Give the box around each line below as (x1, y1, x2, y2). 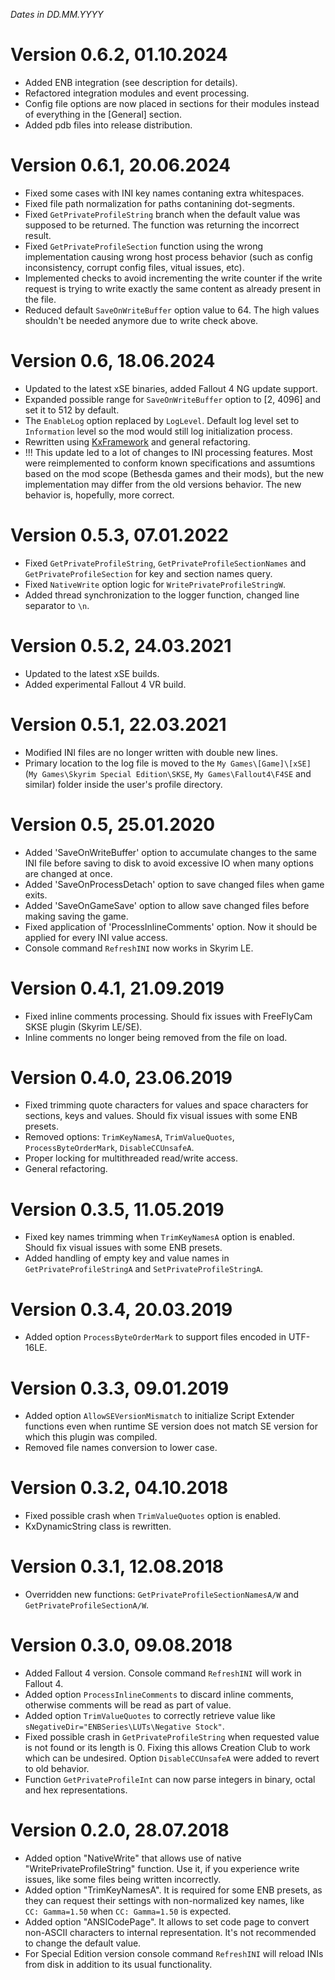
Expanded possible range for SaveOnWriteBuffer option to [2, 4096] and (24, 393, 322, 405)
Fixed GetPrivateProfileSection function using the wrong (24, 240, 264, 252)
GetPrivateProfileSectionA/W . (24, 1599, 150, 1611)
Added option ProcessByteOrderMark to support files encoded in (24, 1331, 287, 1343)
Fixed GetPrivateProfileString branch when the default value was (24, 208, 301, 220)
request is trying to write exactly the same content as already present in (24, 282, 322, 294)
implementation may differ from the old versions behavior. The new (24, 478, 302, 490)
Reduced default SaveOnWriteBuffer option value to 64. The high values (24, 304, 320, 316)
